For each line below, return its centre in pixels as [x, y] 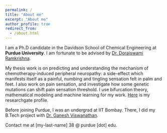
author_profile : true [28, 24]
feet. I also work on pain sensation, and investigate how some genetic [77, 84]
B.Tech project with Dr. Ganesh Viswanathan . [52, 115]
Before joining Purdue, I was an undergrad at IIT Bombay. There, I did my [80, 110]
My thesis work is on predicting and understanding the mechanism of [77, 68]
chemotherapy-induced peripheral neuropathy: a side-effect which [74, 73]
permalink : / [19, 10]
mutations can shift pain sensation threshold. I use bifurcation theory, [77, 89]
